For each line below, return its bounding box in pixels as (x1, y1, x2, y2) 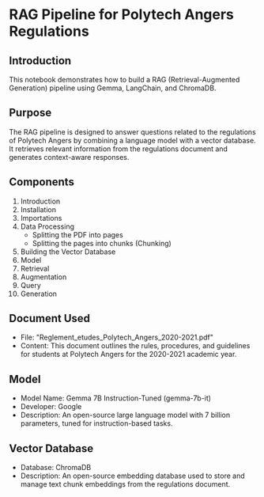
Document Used (9, 312, 90, 325)
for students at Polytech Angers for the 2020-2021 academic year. (20, 350, 237, 359)
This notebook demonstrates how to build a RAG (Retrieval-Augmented (9, 75, 240, 84)
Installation (20, 204, 57, 214)
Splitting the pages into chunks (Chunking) (32, 238, 172, 248)
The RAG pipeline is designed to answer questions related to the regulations (9, 127, 256, 136)
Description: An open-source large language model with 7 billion (20, 410, 231, 420)
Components (9, 176, 74, 189)
